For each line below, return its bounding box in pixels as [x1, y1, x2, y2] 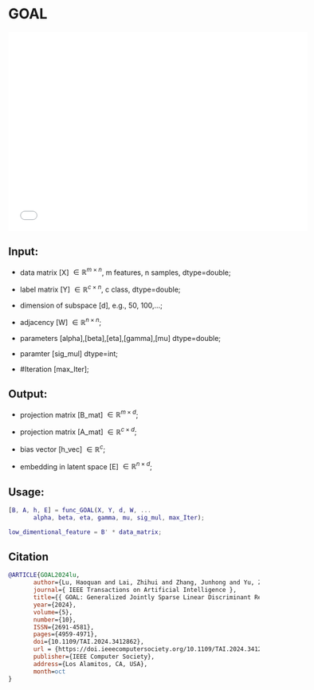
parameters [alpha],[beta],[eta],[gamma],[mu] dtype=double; [19, 333, 222, 343]
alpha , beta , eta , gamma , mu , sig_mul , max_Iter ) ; [33, 513, 205, 522]
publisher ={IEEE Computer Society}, [33, 653, 155, 661]
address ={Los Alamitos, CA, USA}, [33, 660, 148, 668]
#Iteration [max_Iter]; [19, 364, 89, 374]
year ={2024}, [33, 601, 77, 609]
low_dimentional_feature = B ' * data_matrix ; [8, 527, 162, 536]
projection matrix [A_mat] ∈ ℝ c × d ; [19, 425, 137, 437]
